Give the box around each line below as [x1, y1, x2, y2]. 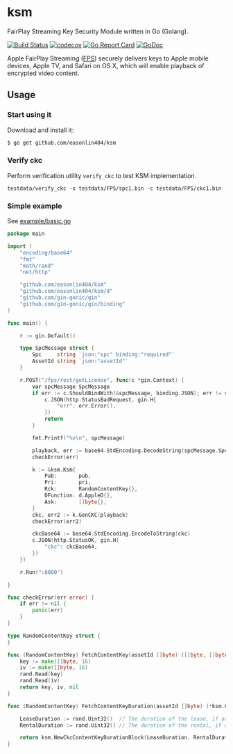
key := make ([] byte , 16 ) [19, 658, 92, 665]
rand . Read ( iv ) [19, 677, 60, 684]
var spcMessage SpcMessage [32, 383, 110, 390]
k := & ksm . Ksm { [32, 466, 76, 473]
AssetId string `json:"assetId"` [32, 358, 129, 365]
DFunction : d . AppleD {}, [44, 492, 113, 499]
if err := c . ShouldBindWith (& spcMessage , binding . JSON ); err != [32, 390, 222, 396]
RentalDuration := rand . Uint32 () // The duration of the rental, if [19, 721, 222, 729]
